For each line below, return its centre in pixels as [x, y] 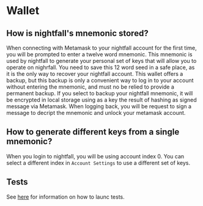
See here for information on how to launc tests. [66, 197]
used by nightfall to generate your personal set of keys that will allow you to [102, 61]
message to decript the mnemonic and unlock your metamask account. [96, 113]
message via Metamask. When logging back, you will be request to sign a [99, 106]
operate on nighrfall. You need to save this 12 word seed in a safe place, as [101, 67]
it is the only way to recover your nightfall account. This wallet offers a [95, 74]
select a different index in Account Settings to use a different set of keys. [98, 163]
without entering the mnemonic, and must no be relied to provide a [90, 87]
